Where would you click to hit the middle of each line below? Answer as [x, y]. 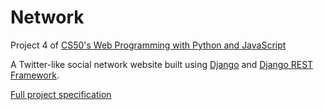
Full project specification [61, 94]
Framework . [35, 75]
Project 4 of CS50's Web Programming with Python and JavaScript [148, 45]
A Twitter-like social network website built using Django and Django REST [162, 64]
